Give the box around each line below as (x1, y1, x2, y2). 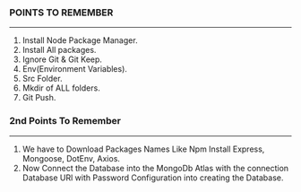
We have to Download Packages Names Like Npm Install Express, (21, 144, 265, 154)
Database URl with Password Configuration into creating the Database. (21, 172, 284, 183)
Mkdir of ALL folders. (21, 83, 100, 93)
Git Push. (21, 92, 56, 103)
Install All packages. (21, 45, 97, 56)
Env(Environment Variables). (21, 64, 128, 74)
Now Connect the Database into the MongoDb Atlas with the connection (21, 162, 289, 173)
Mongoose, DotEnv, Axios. (21, 153, 121, 163)
